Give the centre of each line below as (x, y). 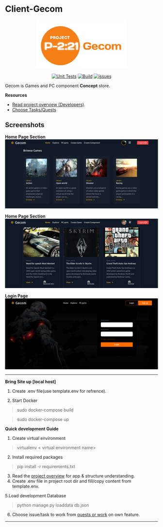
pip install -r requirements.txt (46, 467)
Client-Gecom (34, 9)
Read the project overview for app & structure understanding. (73, 476)
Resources (16, 95)
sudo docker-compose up (43, 419)
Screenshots (25, 125)
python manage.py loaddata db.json (53, 505)
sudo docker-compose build (45, 410)
